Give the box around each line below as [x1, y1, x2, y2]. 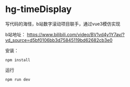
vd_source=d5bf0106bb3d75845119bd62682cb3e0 [5, 37, 113, 43]
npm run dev [5, 77, 30, 82]
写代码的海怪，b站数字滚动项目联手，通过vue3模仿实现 [5, 21, 120, 27]
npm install [5, 57, 30, 62]
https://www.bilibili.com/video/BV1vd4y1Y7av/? [27, 31, 125, 37]
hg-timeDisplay [5, 4, 72, 15]
